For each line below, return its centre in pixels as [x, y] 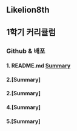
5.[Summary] [23, 121]
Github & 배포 [26, 51]
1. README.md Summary [38, 65]
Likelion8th [28, 10]
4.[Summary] [24, 107]
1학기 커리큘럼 [31, 32]
